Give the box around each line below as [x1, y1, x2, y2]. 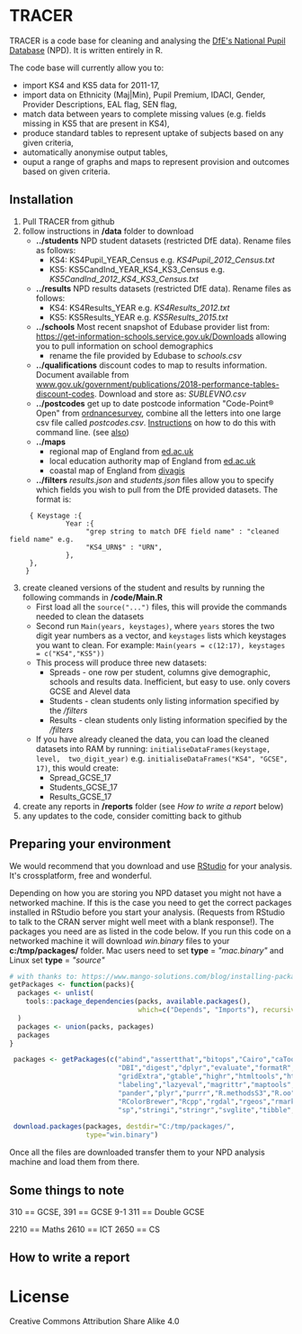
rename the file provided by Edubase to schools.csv [49, 350, 243, 361]
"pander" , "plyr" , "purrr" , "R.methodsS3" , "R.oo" [118, 1088, 296, 1098]
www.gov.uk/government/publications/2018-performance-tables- [35, 379, 280, 389]
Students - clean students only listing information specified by [49, 695, 280, 706]
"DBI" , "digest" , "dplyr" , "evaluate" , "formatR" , [118, 1064, 296, 1073]
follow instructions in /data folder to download [22, 225, 194, 236]
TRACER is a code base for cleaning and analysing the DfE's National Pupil [9, 35, 286, 46]
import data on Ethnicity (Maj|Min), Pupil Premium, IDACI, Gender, [22, 89, 266, 100]
